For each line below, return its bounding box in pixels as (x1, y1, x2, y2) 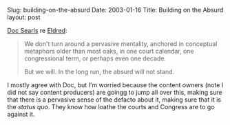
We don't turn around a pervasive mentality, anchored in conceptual (23, 40, 218, 47)
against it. (7, 110, 35, 118)
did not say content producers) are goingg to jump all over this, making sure (7, 89, 222, 96)
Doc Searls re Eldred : (7, 27, 67, 34)
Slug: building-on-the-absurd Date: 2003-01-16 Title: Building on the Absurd (7, 6, 224, 14)
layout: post (7, 13, 41, 21)
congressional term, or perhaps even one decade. (23, 54, 167, 62)
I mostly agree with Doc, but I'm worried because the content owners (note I (7, 81, 224, 89)
